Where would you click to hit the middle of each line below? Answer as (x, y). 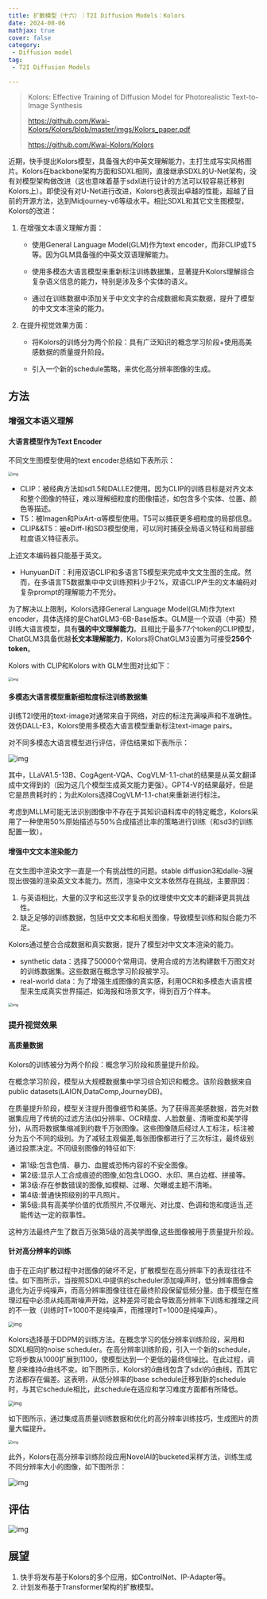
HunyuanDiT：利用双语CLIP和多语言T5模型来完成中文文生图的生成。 (132, 572)
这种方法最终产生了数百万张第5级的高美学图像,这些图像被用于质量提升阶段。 (133, 1231)
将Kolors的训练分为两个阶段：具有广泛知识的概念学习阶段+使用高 (138, 342)
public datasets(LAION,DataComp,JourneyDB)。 (87, 1091)
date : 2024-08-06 (37, 23)
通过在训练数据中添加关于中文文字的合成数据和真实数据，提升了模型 (143, 298)
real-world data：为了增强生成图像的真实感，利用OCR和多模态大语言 (132, 981)
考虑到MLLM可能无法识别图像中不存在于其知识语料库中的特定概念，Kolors (130, 812)
